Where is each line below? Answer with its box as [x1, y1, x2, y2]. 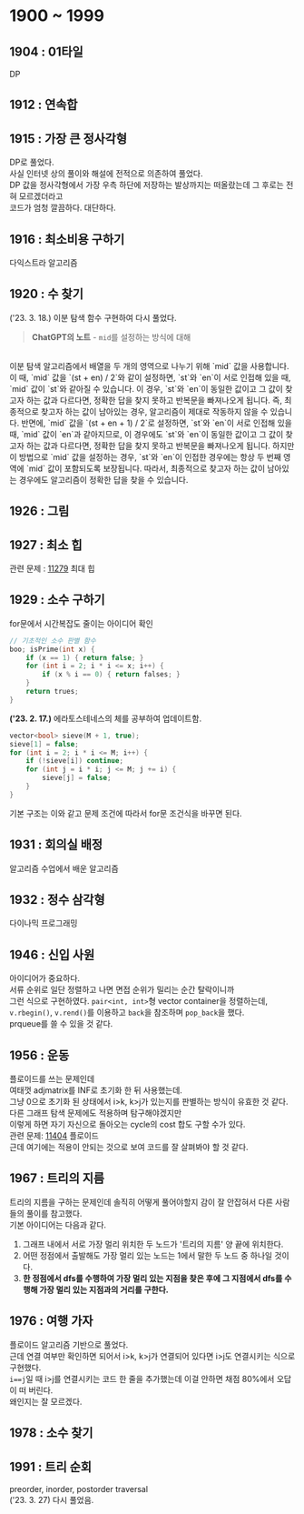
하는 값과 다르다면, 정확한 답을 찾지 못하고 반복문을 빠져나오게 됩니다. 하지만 [25, 440, 295, 451]
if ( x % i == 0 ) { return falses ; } [42, 670, 181, 679]
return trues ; [25, 687, 79, 697]
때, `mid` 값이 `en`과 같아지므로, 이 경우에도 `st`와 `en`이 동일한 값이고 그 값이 [9, 428, 284, 439]
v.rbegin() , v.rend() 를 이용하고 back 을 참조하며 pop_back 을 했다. [9, 1007, 245, 1018]
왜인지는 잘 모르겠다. [9, 1396, 83, 1407]
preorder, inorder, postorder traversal [9, 1483, 148, 1494]
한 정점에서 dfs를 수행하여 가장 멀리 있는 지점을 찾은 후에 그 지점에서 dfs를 [22, 1272, 283, 1283]
